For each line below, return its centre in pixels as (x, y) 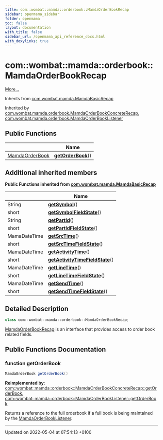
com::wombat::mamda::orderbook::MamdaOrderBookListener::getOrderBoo (81, 398)
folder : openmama (23, 18)
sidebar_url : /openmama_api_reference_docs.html (55, 37)
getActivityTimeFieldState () (81, 260)
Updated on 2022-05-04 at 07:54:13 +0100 (48, 432)
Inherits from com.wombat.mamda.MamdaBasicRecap (59, 98)
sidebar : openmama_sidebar (32, 14)
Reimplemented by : (25, 383)
